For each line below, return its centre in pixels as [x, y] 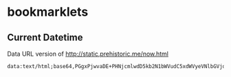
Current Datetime [45, 37]
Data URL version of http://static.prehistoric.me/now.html [88, 54]
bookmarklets [48, 12]
